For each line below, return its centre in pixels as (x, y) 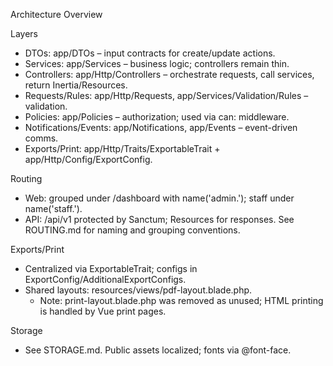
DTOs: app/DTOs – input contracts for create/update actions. (150, 53)
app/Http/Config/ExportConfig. (88, 159)
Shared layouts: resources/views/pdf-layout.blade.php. (138, 290)
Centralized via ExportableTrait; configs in (111, 268)
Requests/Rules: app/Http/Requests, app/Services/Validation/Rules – (166, 95)
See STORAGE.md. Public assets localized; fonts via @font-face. (158, 350)
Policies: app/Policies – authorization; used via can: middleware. (157, 117)
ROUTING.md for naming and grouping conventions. (132, 230)
